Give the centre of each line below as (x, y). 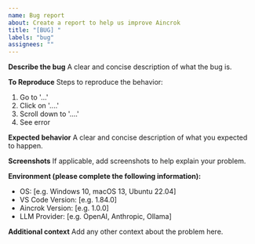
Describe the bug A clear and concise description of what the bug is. (120, 67)
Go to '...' (34, 97)
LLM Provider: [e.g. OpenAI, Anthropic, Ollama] (96, 217)
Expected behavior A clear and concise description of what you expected (128, 137)
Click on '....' (39, 106)
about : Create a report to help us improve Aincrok (94, 23)
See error (35, 122)
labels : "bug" (31, 37)
